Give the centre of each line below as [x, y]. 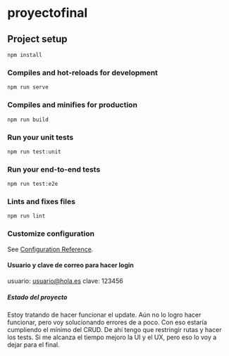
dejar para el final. [33, 344]
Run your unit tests [41, 137]
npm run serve [28, 87]
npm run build [28, 120]
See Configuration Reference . [50, 249]
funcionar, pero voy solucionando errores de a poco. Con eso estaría [107, 322]
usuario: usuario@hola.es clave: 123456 [65, 281]
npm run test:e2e [33, 184]
